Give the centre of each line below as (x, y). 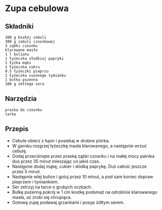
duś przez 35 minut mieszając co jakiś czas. (56, 161)
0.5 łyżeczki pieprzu (27, 71)
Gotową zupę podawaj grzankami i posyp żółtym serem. (68, 202)
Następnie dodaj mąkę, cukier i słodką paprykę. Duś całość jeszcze (79, 166)
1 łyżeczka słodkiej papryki (34, 59)
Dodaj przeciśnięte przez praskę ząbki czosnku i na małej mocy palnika (83, 156)
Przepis (17, 129)
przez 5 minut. (26, 171)
